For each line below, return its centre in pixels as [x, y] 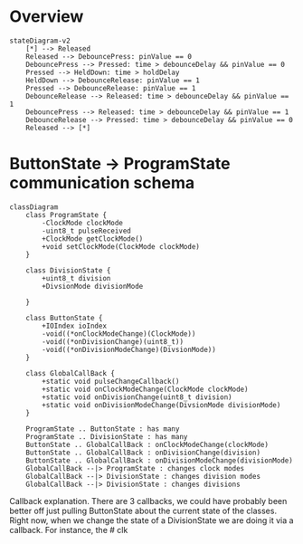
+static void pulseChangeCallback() [111, 381]
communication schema [102, 183]
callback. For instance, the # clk [69, 530]
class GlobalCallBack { [71, 373]
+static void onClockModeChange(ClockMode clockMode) [145, 389]
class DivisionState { [68, 270]
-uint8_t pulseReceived [86, 231]
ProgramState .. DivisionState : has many [107, 436]
